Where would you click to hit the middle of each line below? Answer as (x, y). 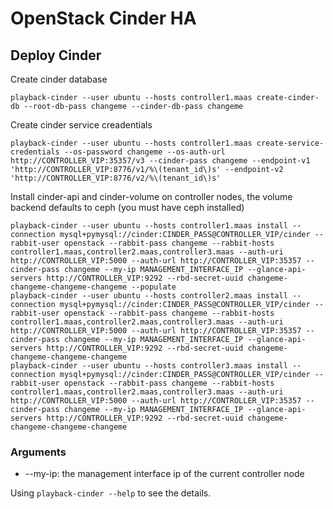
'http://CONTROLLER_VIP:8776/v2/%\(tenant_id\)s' (116, 178)
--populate (154, 287)
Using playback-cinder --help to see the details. (111, 493)
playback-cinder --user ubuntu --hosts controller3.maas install (149, 366)
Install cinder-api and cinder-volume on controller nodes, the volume (151, 196)
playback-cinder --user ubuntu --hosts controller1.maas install (149, 226)
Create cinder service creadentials (81, 125)
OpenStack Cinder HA (103, 18)
